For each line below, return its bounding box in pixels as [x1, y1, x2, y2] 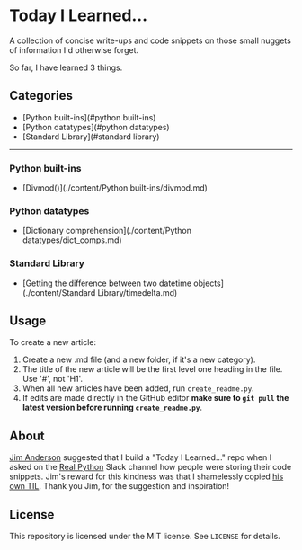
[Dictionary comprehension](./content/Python [22, 226, 191, 236]
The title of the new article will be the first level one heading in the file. [22, 364, 283, 375]
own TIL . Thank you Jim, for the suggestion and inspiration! [9, 481, 230, 492]
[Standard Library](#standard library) [22, 131, 160, 142]
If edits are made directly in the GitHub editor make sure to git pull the [22, 393, 289, 404]
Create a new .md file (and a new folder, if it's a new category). [22, 354, 256, 365]
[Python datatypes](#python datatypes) [22, 121, 170, 132]
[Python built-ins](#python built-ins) [22, 111, 156, 122]
